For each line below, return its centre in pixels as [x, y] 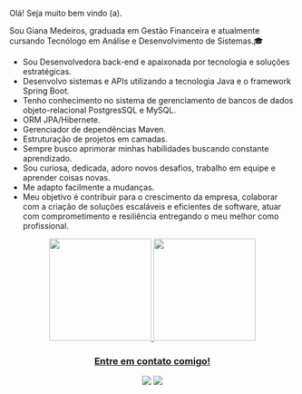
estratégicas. [47, 71]
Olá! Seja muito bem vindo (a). [66, 13]
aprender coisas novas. [66, 177]
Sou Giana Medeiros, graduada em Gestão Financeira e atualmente [135, 30]
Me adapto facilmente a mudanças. [88, 187]
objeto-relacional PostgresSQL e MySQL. [99, 110]
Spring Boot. [46, 91]
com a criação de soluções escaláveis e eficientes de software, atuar [152, 207]
